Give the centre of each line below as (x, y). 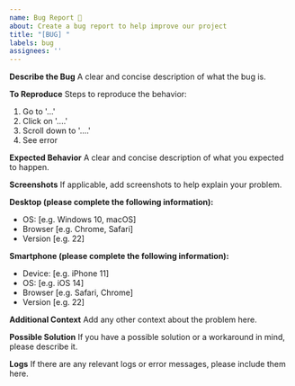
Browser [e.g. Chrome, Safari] (77, 229)
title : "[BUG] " (40, 34)
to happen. (29, 167)
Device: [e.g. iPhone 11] (66, 274)
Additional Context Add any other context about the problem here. (134, 319)
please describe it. (44, 346)
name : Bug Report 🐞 (46, 18)
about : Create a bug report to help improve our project (118, 26)
